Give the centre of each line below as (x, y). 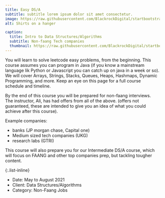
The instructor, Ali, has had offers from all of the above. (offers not (72, 101)
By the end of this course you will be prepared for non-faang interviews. (78, 95)
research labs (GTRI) (33, 141)
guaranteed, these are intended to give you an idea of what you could (75, 106)
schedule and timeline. (28, 86)
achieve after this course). (31, 111)
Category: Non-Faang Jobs (40, 190)
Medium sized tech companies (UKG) (50, 135)
